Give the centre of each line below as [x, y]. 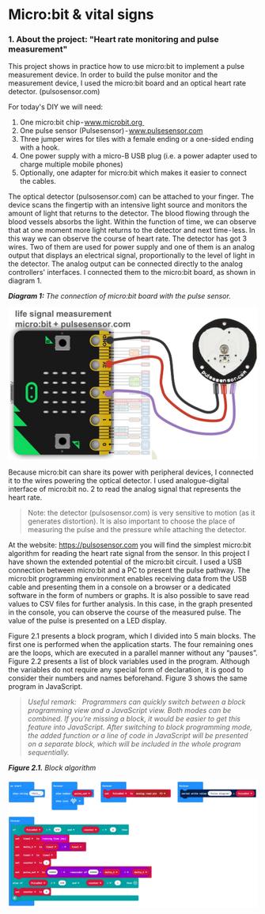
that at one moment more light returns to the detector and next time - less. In [132, 230]
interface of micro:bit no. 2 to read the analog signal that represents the [125, 489]
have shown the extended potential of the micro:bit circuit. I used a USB [125, 562]
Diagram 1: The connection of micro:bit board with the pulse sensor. [119, 296]
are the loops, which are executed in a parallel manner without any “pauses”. [133, 653]
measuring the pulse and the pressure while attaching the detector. [137, 529]
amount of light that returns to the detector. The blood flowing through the [129, 213]
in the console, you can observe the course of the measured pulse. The [125, 612]
